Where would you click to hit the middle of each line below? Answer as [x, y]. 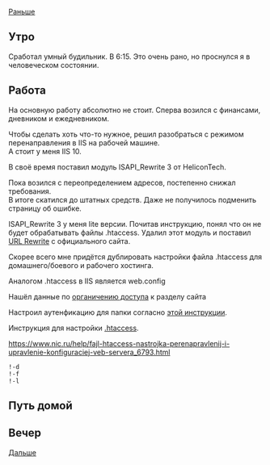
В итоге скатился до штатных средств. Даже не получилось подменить [133, 199]
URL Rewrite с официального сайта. [70, 241]
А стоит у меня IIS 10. [45, 151]
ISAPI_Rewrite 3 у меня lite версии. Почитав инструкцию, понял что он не [135, 224]
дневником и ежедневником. [59, 118]
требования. [30, 191]
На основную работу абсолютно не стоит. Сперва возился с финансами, [135, 110]
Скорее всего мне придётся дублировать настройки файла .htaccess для [135, 257]
